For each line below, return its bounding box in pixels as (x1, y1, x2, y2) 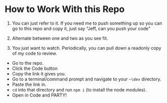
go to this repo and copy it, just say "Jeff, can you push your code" (12, 25, 151, 31)
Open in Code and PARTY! (12, 92, 67, 98)
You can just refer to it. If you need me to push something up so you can (12, 20, 162, 26)
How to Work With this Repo (5, 4, 125, 15)
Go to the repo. (12, 60, 44, 66)
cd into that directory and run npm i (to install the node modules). (12, 86, 147, 92)
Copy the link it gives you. (12, 70, 66, 76)
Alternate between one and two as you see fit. (12, 35, 108, 41)
